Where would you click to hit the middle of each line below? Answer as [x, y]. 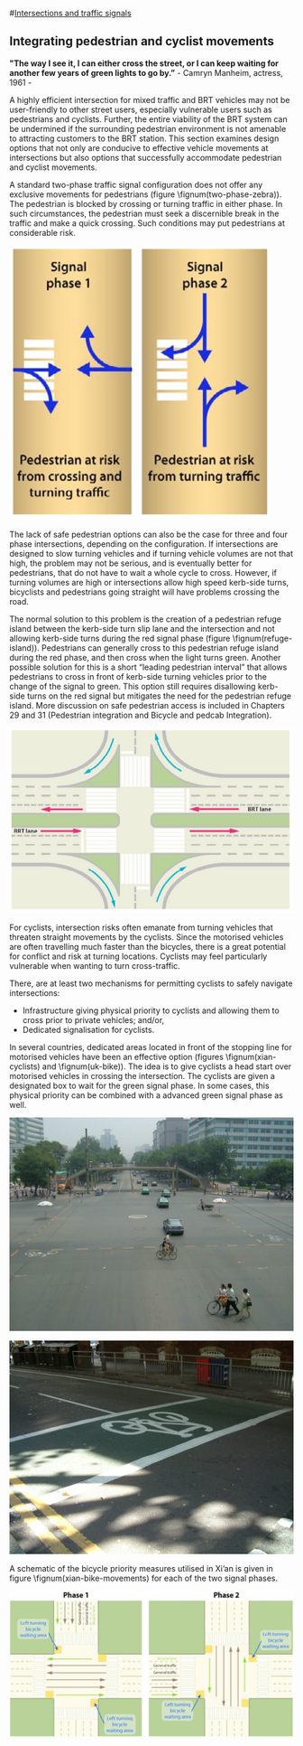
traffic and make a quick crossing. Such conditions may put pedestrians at [147, 223]
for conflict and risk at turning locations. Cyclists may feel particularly [138, 956]
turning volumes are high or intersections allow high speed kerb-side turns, [149, 582]
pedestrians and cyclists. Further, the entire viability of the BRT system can [148, 119]
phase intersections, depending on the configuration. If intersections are [144, 544]
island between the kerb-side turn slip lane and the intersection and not [142, 628]
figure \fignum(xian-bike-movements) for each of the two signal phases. [144, 1578]
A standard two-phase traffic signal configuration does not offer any [136, 184]
